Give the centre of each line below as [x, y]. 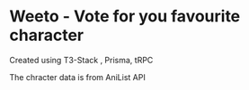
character [46, 35]
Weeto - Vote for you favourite [125, 16]
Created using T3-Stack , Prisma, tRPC [81, 60]
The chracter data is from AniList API [77, 77]
